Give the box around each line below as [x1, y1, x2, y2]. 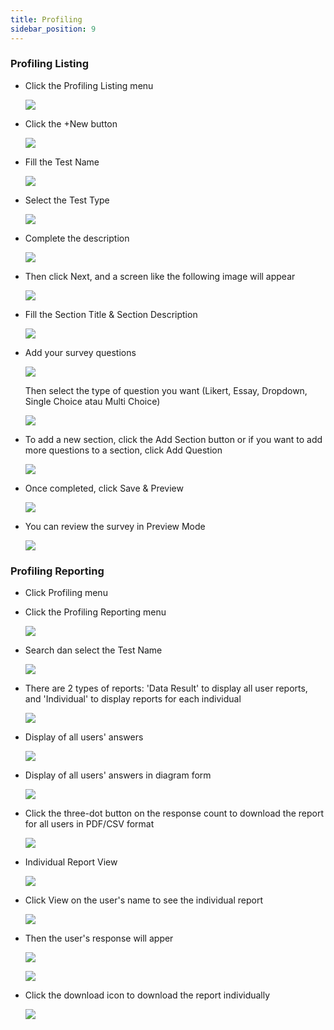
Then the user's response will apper [24, 932, 174, 945]
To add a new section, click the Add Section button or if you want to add [24, 433, 323, 445]
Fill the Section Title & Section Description [24, 308, 198, 320]
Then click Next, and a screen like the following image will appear [24, 270, 296, 282]
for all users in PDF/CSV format [24, 818, 155, 830]
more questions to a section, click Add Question [24, 444, 223, 456]
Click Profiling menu [24, 587, 108, 599]
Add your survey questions [24, 346, 137, 358]
